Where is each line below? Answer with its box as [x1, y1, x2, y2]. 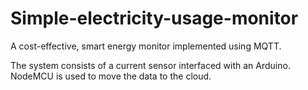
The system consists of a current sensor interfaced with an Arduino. [10, 59, 291, 71]
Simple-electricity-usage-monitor [10, 7, 299, 30]
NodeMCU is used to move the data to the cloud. [10, 70, 212, 82]
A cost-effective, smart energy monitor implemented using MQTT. [10, 40, 282, 52]
